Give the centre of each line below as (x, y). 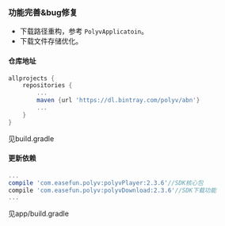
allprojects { (32, 78)
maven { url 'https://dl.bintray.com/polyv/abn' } (118, 101)
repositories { (48, 86)
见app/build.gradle (39, 214)
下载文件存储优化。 (51, 41)
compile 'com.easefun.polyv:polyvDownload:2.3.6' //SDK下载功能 (112, 190)
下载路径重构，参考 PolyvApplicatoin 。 (84, 31)
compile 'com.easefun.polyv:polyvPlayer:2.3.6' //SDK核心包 (106, 183)
